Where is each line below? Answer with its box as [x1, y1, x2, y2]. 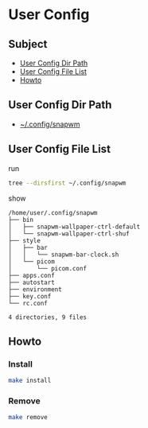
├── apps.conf [8, 271, 56, 279]
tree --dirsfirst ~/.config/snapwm [8, 179, 127, 187]
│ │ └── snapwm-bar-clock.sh [8, 251, 119, 259]
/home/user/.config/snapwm [8, 208, 98, 216]
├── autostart [8, 278, 56, 286]
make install [8, 376, 52, 385]
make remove [8, 414, 48, 422]
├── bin [8, 216, 34, 224]
